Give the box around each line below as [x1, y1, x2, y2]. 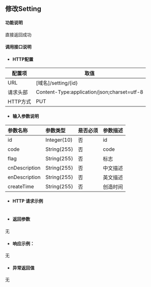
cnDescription [7, 164, 41, 171]
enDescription [7, 174, 41, 181]
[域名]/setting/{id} [35, 80, 78, 87]
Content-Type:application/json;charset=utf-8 [35, 89, 144, 96]
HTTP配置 [12, 56, 34, 62]
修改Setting [5, 4, 41, 13]
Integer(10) [45, 136, 73, 143]
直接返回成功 [5, 31, 31, 37]
